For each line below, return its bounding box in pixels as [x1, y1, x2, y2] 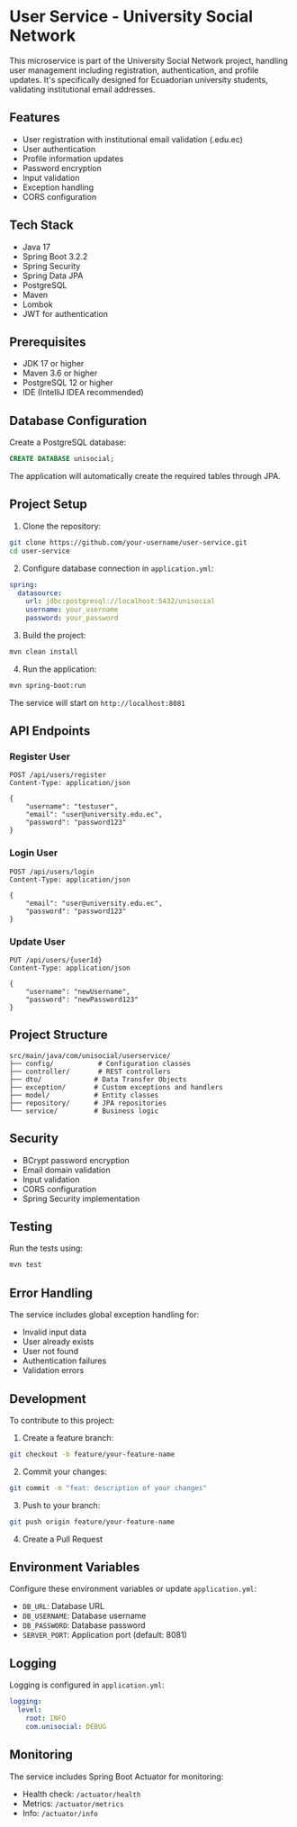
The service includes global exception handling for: [9, 1309, 200, 1320]
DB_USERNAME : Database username [22, 1610, 147, 1622]
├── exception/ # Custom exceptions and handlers [9, 1082, 223, 1091]
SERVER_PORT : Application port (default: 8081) [22, 1630, 187, 1641]
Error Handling [9, 1285, 93, 1300]
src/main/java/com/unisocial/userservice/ [9, 1051, 171, 1060]
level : [17, 1705, 42, 1714]
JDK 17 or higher [22, 358, 85, 369]
